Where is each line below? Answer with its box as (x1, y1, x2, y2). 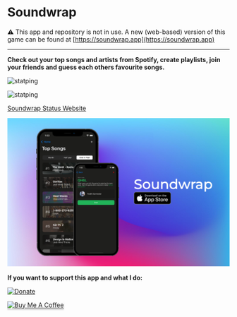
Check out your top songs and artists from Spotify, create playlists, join (7, 55, 221, 64)
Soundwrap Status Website (7, 104, 87, 112)
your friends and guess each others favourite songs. (7, 63, 165, 71)
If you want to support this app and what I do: (7, 273, 143, 282)
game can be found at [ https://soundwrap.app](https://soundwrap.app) (7, 35, 215, 43)
